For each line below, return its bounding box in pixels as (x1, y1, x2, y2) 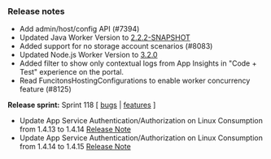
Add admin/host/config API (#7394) (19, 24, 140, 34)
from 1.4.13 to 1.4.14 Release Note (19, 124, 132, 135)
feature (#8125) (19, 84, 72, 94)
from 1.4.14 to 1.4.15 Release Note (19, 142, 131, 152)
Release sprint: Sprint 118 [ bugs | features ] (7, 100, 156, 110)
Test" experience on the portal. (19, 67, 124, 77)
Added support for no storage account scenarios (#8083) (19, 41, 213, 51)
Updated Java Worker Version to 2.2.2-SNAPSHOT (19, 32, 190, 42)
